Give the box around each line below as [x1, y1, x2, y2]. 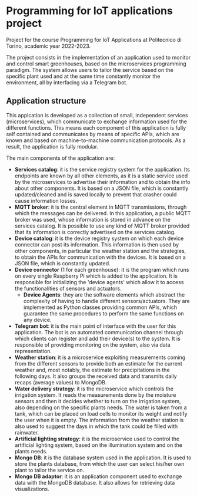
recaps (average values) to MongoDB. [14, 378, 107, 386]
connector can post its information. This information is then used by [14, 241, 179, 248]
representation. [14, 347, 52, 354]
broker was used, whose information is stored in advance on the [14, 216, 171, 223]
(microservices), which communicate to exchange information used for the [6, 118, 187, 125]
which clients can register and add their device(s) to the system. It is [14, 335, 181, 342]
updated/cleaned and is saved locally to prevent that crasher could [14, 190, 177, 198]
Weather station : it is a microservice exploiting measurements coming [14, 354, 186, 361]
